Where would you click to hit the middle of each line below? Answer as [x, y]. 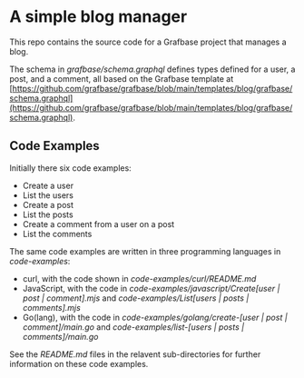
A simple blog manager [98, 17]
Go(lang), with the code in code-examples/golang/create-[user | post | [155, 317]
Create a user [48, 185]
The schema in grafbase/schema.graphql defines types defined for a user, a [152, 69]
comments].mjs [52, 307]
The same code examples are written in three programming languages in [145, 251]
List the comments [57, 234]
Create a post [48, 204]
